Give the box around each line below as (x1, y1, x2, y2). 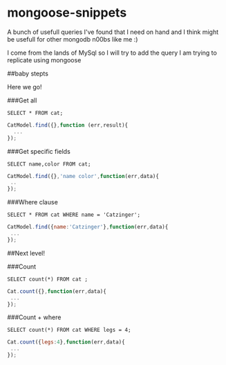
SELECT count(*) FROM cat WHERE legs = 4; (7, 327, 131, 334)
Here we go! (7, 82, 43, 91)
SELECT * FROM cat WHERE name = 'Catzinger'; (7, 211, 140, 219)
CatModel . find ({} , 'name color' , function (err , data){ (7, 172, 159, 179)
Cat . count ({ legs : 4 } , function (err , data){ (7, 339, 126, 346)
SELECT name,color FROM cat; (7, 161, 91, 168)
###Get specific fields (7, 147, 70, 155)
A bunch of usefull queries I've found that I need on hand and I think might (7, 28, 219, 36)
